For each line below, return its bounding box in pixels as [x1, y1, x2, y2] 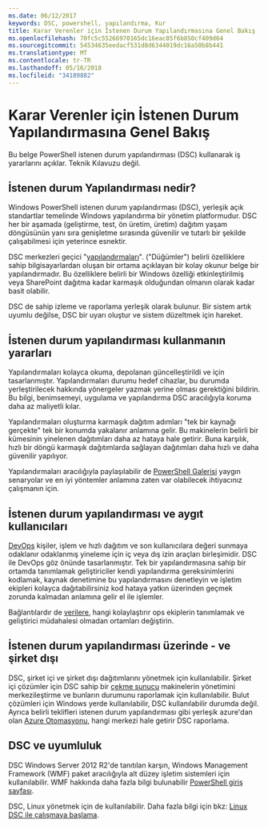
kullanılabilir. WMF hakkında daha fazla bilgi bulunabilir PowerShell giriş [8, 777, 243, 787]
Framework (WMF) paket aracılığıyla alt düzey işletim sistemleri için [8, 768, 230, 778]
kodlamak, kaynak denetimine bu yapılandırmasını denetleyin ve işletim [8, 575, 242, 584]
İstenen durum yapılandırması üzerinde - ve [8, 639, 231, 653]
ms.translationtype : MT [8, 49, 88, 57]
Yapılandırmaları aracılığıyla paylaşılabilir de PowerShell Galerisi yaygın [8, 467, 242, 476]
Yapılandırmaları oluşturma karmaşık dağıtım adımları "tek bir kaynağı [8, 417, 236, 427]
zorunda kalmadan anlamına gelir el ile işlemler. [8, 592, 164, 602]
